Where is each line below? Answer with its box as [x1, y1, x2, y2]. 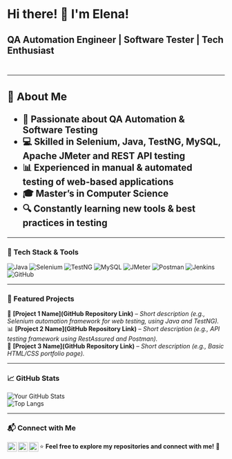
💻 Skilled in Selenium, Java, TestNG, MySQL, [22, 135, 221, 147]
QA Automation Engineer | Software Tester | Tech [7, 34, 224, 46]
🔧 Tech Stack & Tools [7, 247, 79, 256]
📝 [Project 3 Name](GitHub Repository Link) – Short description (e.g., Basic [7, 342, 224, 350]
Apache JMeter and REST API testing [22, 150, 186, 162]
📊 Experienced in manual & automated [22, 162, 193, 174]
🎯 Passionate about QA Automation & [22, 113, 185, 125]
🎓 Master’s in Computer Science [22, 187, 169, 199]
